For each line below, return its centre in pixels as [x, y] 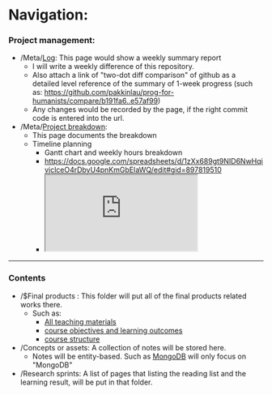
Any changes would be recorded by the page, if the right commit [140, 109]
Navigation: [49, 15]
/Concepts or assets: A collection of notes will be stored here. [123, 347]
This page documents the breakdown [95, 135]
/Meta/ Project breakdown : [64, 127]
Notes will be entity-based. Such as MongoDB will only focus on [139, 356]
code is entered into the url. [78, 118]
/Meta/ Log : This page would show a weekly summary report [121, 58]
